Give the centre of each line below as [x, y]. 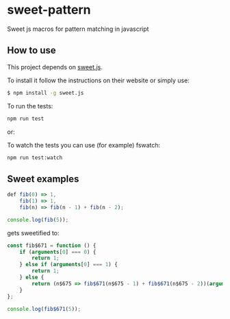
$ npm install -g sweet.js [46, 93]
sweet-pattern [49, 10]
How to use [31, 50]
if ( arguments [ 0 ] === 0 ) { [58, 252]
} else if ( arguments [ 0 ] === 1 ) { [68, 265]
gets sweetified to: [33, 233]
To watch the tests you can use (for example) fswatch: [84, 145]
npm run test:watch [35, 157]
